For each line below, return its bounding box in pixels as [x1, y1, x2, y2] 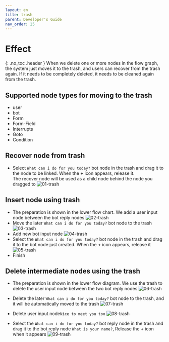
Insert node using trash [5, 196, 80, 204]
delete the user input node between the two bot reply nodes [12, 286, 138, 292]
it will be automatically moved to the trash [12, 301, 99, 307]
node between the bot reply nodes [12, 214, 85, 220]
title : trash [5, 12, 33, 17]
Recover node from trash [5, 151, 85, 160]
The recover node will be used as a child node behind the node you [12, 175, 153, 181]
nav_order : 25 [5, 21, 35, 27]
